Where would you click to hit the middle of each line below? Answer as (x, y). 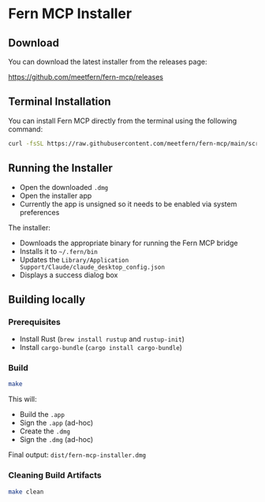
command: (26, 129)
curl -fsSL (26, 143)
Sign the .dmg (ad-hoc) (56, 440)
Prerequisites (34, 322)
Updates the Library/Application (74, 259)
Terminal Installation (60, 102)
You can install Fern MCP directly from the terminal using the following (123, 121)
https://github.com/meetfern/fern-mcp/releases (86, 77)
